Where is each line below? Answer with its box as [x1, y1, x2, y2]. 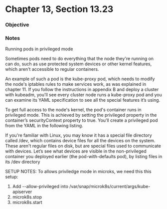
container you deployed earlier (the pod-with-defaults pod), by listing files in [5, 154, 163, 160]
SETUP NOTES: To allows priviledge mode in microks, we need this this [5, 169, 152, 175]
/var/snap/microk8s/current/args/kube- [69, 184, 151, 190]
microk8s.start [12, 200, 42, 206]
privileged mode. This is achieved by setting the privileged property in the [5, 112, 157, 118]
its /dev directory [5, 159, 40, 165]
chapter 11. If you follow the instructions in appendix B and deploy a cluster [5, 86, 159, 93]
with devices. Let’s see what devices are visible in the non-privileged [5, 148, 147, 154]
